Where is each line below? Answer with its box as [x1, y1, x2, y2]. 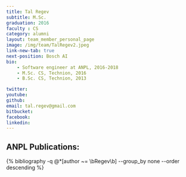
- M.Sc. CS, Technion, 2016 [17, 70, 86, 76]
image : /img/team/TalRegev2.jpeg [6, 42, 89, 48]
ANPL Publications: [6, 142, 80, 152]
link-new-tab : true [6, 48, 55, 54]
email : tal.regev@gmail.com [6, 103, 76, 109]
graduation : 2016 [6, 20, 49, 26]
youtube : [6, 92, 28, 98]
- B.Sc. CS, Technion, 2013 [17, 75, 86, 81]
